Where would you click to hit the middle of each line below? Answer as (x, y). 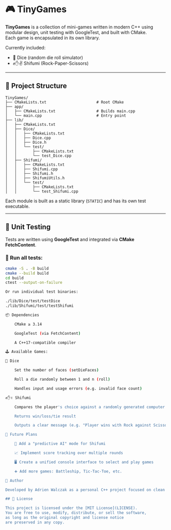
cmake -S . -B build (27, 268)
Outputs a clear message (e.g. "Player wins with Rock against (83, 426)
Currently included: (25, 47)
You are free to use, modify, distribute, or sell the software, (76, 513)
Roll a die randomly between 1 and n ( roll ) (62, 380)
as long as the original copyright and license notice (65, 518)
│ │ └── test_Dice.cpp (38, 155)
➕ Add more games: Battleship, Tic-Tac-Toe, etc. (68, 471)
